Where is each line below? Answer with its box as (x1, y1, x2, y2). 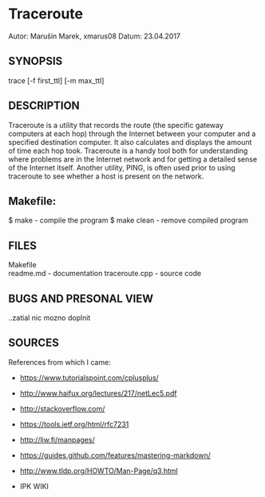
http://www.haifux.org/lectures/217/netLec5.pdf (19, 388, 177, 398)
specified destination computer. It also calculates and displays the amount (8, 137, 252, 146)
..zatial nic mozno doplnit (8, 313, 91, 323)
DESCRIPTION (8, 99, 80, 113)
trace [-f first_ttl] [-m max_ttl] (8, 75, 105, 85)
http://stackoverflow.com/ (19, 403, 105, 413)
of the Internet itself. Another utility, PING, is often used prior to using (8, 162, 235, 172)
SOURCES (8, 336, 60, 350)
